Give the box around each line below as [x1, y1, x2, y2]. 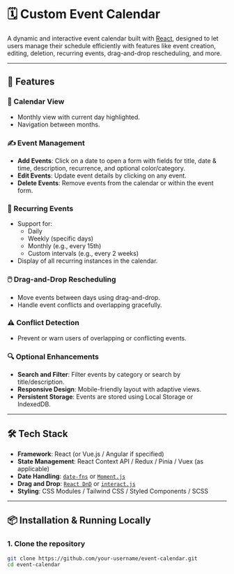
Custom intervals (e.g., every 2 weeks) [27, 250, 139, 258]
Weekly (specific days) [27, 234, 94, 243]
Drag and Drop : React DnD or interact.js [17, 479, 136, 487]
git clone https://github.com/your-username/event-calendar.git [7, 554, 198, 562]
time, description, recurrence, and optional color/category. [17, 164, 186, 172]
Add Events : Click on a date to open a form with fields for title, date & [17, 156, 217, 165]
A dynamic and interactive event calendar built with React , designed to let [7, 34, 219, 43]
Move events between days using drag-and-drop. [17, 293, 160, 301]
